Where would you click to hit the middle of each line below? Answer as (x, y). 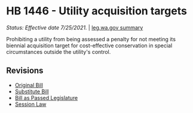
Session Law (30, 104)
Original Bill (29, 85)
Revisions (25, 71)
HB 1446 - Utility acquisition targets (96, 11)
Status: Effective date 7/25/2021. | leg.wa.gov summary (75, 28)
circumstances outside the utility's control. (59, 51)
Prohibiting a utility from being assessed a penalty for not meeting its (91, 39)
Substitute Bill (32, 91)
